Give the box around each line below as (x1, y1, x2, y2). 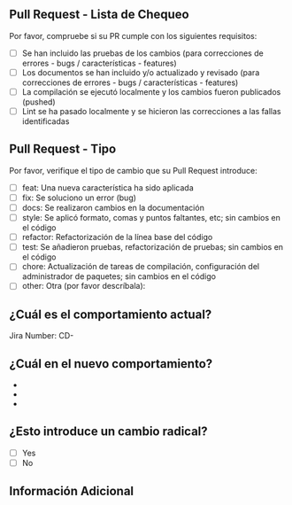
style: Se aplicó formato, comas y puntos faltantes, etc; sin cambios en (21, 213, 280, 223)
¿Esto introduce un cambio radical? (9, 424, 208, 439)
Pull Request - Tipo (9, 142, 117, 157)
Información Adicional (9, 484, 134, 499)
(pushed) (21, 97, 56, 107)
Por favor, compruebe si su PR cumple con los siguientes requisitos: (9, 30, 257, 41)
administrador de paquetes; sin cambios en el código (21, 271, 217, 282)
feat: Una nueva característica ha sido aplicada (21, 182, 195, 193)
